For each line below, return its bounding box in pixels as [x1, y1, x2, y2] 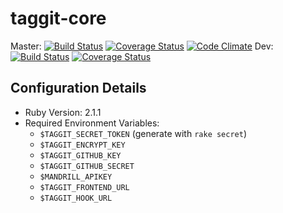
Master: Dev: [10, 40, 274, 52]
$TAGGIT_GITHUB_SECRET [39, 161, 135, 171]
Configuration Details [10, 80, 147, 97]
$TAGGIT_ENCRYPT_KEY [39, 140, 126, 150]
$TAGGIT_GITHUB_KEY [39, 150, 122, 161]
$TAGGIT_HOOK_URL [39, 193, 113, 203]
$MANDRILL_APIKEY [39, 172, 113, 182]
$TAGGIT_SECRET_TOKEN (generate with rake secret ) [39, 127, 248, 139]
